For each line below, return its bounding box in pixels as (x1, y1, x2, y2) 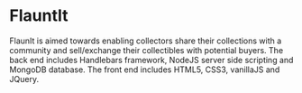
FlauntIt (9, 5, 69, 26)
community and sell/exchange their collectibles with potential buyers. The (9, 44, 284, 55)
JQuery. (9, 73, 39, 84)
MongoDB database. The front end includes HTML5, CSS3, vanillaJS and (9, 64, 280, 75)
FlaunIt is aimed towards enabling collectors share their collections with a (9, 35, 282, 46)
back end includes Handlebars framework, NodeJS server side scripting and (9, 54, 294, 65)
